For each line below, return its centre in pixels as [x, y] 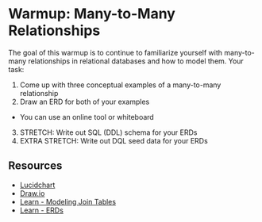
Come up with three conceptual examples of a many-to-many [120, 85]
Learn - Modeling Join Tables [68, 201]
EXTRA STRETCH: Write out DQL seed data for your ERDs [114, 140]
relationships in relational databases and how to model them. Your [135, 61]
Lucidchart [37, 185]
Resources [35, 166]
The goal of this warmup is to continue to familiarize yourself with [116, 52]
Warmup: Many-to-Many [92, 14]
